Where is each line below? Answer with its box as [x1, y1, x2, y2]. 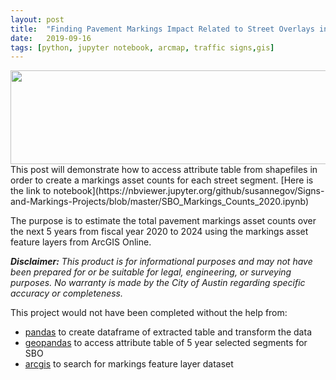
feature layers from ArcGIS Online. [10, 236, 152, 248]
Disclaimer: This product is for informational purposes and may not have [10, 256, 313, 268]
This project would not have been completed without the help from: [10, 307, 288, 319]
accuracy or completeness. [10, 287, 124, 300]
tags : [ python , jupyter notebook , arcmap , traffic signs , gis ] [10, 42, 275, 53]
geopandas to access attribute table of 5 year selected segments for [24, 337, 308, 349]
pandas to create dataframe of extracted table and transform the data [24, 326, 312, 338]
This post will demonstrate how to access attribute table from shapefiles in [10, 164, 318, 176]
